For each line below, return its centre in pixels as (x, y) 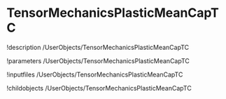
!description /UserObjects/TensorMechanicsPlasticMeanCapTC (98, 47)
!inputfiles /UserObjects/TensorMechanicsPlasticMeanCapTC (95, 74)
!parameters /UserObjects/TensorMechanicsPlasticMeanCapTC (98, 60)
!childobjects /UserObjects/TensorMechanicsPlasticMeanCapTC (99, 88)
